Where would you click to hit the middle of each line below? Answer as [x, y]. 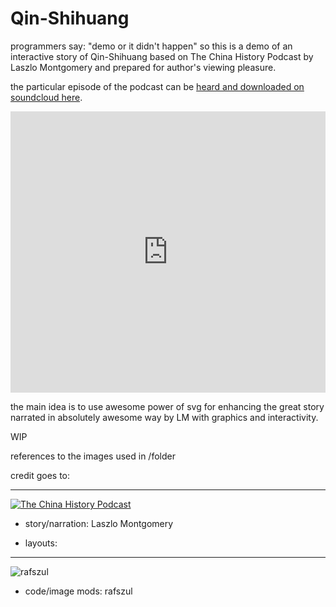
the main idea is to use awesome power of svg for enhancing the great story [167, 406]
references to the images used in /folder [93, 456]
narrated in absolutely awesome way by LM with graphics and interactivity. [164, 417]
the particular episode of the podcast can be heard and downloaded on [157, 86]
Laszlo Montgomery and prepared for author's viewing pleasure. [143, 67]
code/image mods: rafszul [78, 591]
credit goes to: [40, 475]
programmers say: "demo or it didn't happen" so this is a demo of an [151, 46]
